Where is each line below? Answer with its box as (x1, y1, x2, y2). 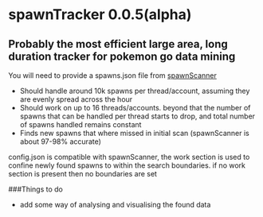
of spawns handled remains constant (19, 120, 142, 129)
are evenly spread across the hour (19, 95, 133, 104)
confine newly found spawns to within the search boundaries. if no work (8, 161, 245, 170)
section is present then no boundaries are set (8, 169, 158, 178)
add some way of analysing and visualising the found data (19, 200, 211, 209)
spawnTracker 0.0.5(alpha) (8, 6, 192, 24)
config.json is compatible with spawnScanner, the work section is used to (8, 153, 250, 161)
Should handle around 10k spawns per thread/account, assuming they (19, 86, 250, 95)
